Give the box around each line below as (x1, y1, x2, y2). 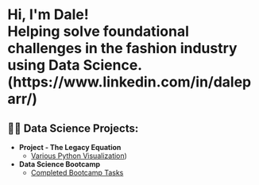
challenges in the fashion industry (7, 40, 238, 57)
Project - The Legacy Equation (18, 143, 122, 152)
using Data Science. (7, 56, 143, 75)
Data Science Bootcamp (18, 160, 101, 168)
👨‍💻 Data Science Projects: (7, 121, 139, 135)
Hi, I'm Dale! (7, 6, 89, 24)
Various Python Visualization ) (30, 151, 128, 160)
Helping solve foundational (7, 22, 190, 40)
